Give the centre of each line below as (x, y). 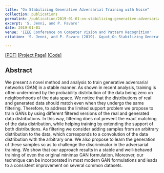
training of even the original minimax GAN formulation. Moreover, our (74, 155)
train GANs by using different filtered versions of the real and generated (77, 113)
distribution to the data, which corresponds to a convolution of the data (77, 134)
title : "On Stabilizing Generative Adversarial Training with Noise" (77, 10)
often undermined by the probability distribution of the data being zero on (79, 92)
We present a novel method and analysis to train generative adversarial (76, 82)
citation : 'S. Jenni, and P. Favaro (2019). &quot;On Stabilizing (74, 37)
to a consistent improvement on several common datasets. (64, 165)
